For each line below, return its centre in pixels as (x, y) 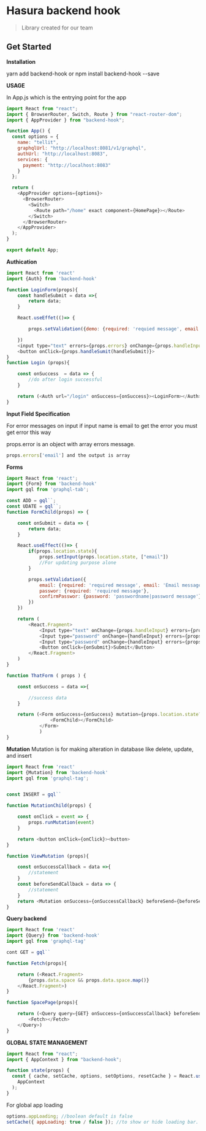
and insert (19, 755)
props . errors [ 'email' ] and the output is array (68, 455)
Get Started (29, 47)
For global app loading (35, 1105)
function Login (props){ (38, 363)
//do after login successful (66, 380)
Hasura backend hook (63, 11)
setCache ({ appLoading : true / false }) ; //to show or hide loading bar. (103, 1122)
